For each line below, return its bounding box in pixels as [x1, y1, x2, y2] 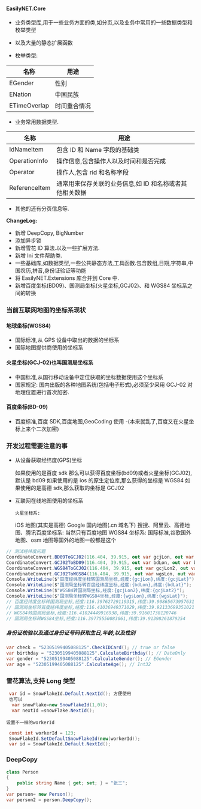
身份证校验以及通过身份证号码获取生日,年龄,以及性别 [6, 629, 136, 636]
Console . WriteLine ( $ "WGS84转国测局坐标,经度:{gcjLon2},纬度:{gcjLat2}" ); [6, 587, 185, 594]
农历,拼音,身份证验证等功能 [20, 267, 87, 274]
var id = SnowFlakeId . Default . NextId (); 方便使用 [8, 691, 132, 697]
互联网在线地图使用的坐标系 [14, 497, 84, 504]
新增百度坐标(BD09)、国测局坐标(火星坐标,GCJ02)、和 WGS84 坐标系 [14, 282, 187, 289]
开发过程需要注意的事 [6, 441, 68, 450]
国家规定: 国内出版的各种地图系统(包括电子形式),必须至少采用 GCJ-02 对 [14, 381, 193, 388]
